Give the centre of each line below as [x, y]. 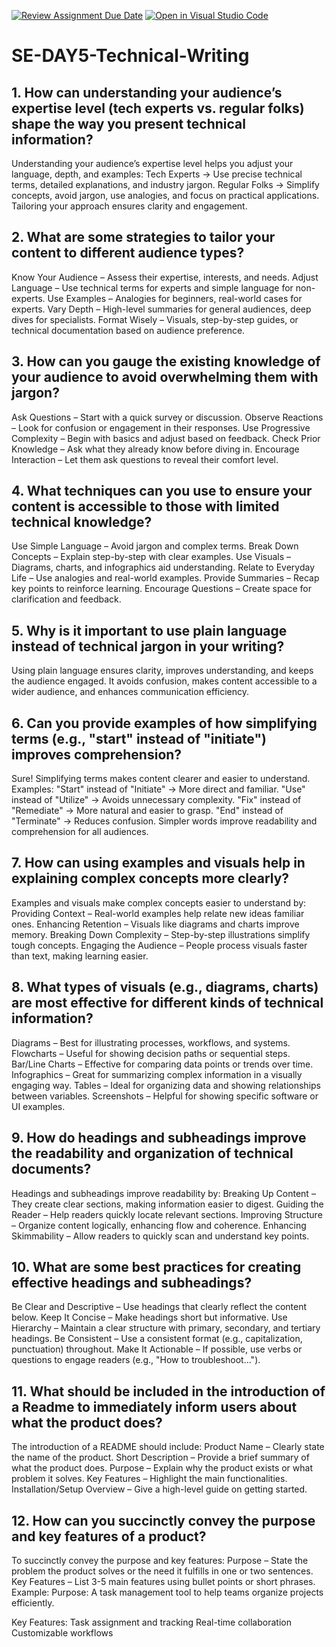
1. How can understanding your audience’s [147, 92]
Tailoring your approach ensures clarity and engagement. [129, 206]
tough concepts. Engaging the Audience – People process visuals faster [159, 945]
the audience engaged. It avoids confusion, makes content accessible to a [164, 681]
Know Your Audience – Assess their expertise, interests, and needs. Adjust [165, 277]
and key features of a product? [109, 1536]
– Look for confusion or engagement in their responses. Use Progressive [161, 427]
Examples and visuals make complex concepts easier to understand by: [159, 902]
